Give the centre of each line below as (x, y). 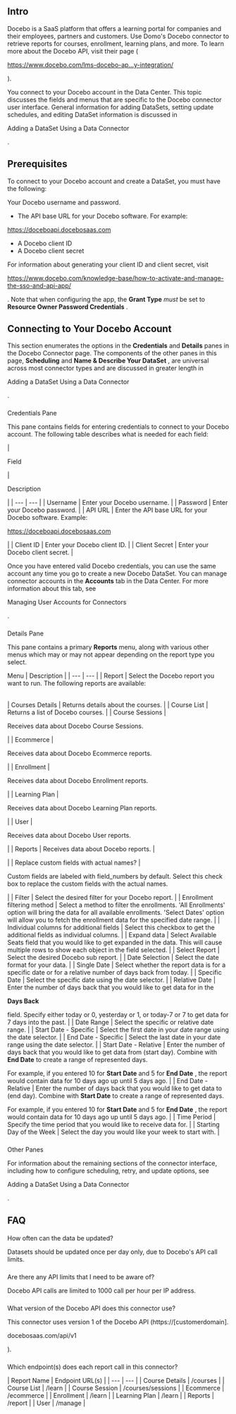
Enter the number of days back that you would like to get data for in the (111, 987)
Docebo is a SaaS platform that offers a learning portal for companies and (114, 28)
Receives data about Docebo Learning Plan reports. (82, 808)
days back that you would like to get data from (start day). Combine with (112, 1052)
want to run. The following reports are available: (77, 683)
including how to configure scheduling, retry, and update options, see (108, 1171)
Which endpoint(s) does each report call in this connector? (93, 1367)
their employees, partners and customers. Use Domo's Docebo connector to (118, 36)
